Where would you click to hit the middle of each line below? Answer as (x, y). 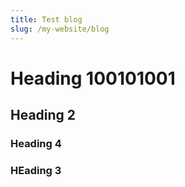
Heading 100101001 (93, 78)
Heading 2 (43, 115)
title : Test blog (46, 19)
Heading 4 (36, 143)
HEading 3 (36, 170)
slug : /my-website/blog (60, 29)
